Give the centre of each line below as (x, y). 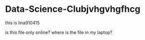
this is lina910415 (23, 23)
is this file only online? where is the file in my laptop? (59, 32)
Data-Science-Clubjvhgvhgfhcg (73, 9)
